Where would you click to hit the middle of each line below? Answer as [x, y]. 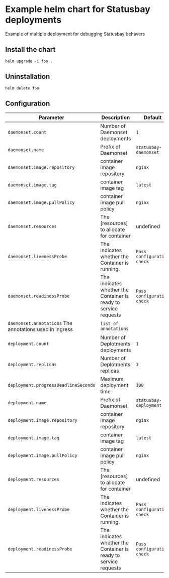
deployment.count [28, 344]
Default [153, 118]
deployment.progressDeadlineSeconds [52, 385]
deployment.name [27, 403]
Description [116, 118]
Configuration [28, 103]
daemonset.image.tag [32, 185]
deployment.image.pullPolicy [43, 456]
